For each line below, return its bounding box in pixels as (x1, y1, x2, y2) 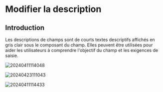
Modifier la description (5, 3, 102, 15)
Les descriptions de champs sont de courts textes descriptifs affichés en (5, 36, 156, 42)
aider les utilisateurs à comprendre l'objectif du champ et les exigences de (5, 47, 159, 53)
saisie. (5, 52, 18, 58)
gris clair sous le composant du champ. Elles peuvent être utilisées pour (5, 42, 153, 48)
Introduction (5, 23, 45, 32)
